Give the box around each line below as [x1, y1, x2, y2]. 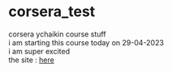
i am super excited [8, 46, 71, 56]
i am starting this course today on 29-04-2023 [8, 37, 165, 47]
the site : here [8, 55, 54, 65]
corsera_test [8, 2, 96, 21]
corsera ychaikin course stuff [8, 29, 107, 39]
